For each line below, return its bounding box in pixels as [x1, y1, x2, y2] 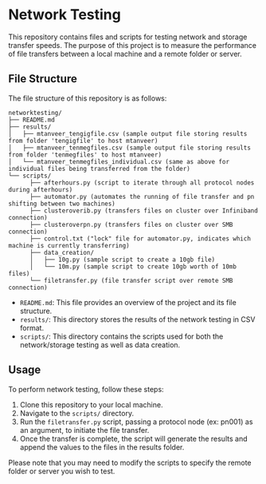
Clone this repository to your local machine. [19, 399, 163, 409]
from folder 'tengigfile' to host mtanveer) [8, 137, 158, 145]
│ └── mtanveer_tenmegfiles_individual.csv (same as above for [8, 157, 229, 165]
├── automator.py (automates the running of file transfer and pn [29, 192, 255, 200]
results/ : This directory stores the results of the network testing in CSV [19, 314, 256, 324]
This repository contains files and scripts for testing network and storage [8, 32, 248, 42]
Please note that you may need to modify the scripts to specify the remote [8, 458, 252, 467]
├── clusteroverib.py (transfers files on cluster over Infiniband [29, 206, 259, 215]
